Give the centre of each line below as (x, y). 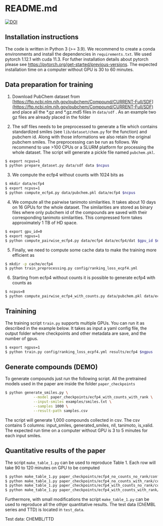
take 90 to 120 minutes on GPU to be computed (52, 468)
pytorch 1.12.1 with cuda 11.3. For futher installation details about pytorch (77, 59)
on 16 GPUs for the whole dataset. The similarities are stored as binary (82, 207)
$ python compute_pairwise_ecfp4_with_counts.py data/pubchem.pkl (73, 296)
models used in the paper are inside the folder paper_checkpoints (70, 384)
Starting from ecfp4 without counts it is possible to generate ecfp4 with (83, 278)
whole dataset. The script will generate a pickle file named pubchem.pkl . (83, 152)
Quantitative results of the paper (55, 451)
